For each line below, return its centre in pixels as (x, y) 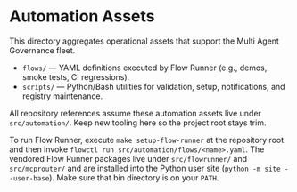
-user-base (29, 178)
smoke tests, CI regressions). (76, 76)
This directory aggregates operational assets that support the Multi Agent (144, 41)
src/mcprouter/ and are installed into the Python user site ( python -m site (145, 168)
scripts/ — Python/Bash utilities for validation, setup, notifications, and (153, 86)
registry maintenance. (62, 96)
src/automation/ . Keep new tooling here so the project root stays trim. (138, 123)
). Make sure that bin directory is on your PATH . (134, 177)
